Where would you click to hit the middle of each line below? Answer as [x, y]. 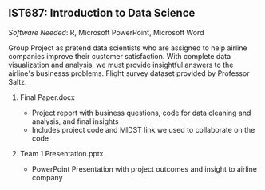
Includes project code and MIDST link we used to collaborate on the [143, 129]
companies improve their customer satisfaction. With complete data [120, 56]
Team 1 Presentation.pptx [61, 153]
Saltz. [18, 81]
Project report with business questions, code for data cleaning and [141, 113]
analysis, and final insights [75, 121]
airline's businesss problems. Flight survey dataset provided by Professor [129, 73]
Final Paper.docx [47, 97]
